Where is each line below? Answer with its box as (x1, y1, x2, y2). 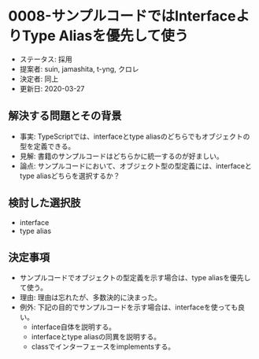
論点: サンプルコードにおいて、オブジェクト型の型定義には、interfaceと (19, 161, 252, 170)
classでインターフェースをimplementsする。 (31, 342, 176, 351)
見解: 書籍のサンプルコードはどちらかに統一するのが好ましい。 (19, 151, 224, 161)
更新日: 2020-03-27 (19, 83, 85, 93)
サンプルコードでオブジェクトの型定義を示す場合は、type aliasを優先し (19, 273, 251, 283)
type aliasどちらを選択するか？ (19, 171, 120, 180)
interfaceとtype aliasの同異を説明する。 (31, 332, 161, 342)
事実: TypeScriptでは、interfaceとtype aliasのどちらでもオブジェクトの (19, 131, 250, 141)
